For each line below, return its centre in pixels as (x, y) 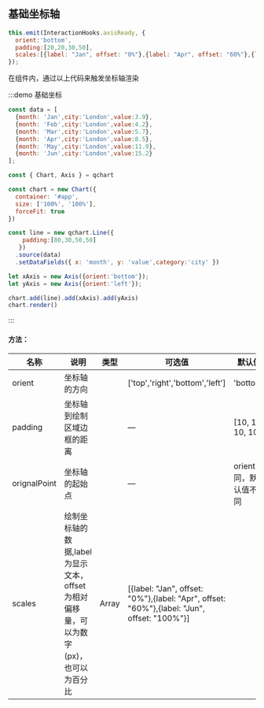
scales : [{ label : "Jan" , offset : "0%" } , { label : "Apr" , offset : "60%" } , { (135, 55)
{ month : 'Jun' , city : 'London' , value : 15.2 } (84, 154)
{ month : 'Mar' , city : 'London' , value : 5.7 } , (84, 132)
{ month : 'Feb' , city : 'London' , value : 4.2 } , (84, 124)
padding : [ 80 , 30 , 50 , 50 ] (59, 240)
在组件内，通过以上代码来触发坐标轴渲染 (73, 78)
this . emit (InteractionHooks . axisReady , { (77, 33)
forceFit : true (40, 211)
